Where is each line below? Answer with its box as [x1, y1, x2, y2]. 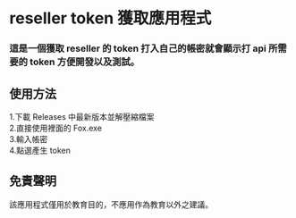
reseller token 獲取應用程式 [9, 8, 212, 29]
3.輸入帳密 [9, 133, 48, 144]
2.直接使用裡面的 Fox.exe [9, 122, 103, 133]
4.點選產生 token [9, 145, 72, 155]
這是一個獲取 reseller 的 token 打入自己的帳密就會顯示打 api [9, 42, 266, 54]
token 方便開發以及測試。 [30, 55, 140, 68]
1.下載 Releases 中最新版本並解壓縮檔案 [9, 111, 155, 122]
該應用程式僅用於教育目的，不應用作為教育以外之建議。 [9, 198, 213, 210]
